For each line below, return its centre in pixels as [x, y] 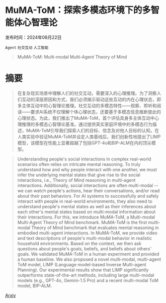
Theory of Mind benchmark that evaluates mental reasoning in [95, 227]
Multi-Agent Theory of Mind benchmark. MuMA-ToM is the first [82, 222]
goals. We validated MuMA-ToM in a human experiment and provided [88, 254]
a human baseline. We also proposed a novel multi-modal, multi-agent [89, 259]
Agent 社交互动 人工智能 [27, 48]
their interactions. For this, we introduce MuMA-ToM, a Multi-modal [86, 217]
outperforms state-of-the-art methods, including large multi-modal [86, 275]
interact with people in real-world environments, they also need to [85, 201]
